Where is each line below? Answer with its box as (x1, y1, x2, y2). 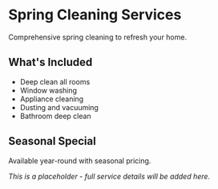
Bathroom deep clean (19, 111, 91, 121)
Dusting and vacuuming (19, 102, 99, 112)
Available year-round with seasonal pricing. (8, 155, 151, 166)
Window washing (19, 85, 78, 95)
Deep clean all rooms (19, 76, 91, 86)
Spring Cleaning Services (8, 6, 182, 24)
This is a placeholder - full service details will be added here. (8, 171, 211, 181)
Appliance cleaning (19, 94, 84, 104)
